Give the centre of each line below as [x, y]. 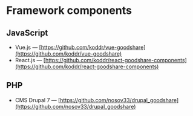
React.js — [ [30, 60]
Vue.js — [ [28, 47]
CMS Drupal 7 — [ [38, 100]
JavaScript [27, 33]
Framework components [69, 11]
